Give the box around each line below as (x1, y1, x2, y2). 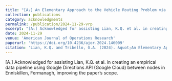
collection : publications (5, 12, 60, 17)
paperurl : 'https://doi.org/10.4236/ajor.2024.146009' (5, 40, 125, 46)
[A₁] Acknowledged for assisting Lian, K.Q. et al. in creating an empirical (5, 59, 157, 65)
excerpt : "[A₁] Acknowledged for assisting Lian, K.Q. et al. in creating (5, 26, 168, 31)
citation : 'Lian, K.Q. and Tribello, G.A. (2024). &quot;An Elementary (5, 45, 161, 50)
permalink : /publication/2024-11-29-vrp (5, 21, 93, 27)
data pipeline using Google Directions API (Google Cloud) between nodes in (5, 64, 165, 70)
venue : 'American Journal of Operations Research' (5, 36, 116, 41)
